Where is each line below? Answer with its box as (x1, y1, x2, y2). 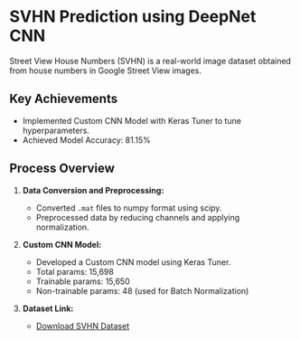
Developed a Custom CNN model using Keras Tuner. (35, 256, 231, 268)
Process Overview (9, 161, 116, 176)
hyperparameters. (22, 125, 90, 136)
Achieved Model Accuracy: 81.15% (22, 134, 151, 146)
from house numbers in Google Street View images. (9, 65, 202, 76)
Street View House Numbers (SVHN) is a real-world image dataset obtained (9, 55, 292, 66)
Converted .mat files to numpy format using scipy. (35, 202, 222, 213)
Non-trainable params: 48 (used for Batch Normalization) (35, 285, 249, 296)
